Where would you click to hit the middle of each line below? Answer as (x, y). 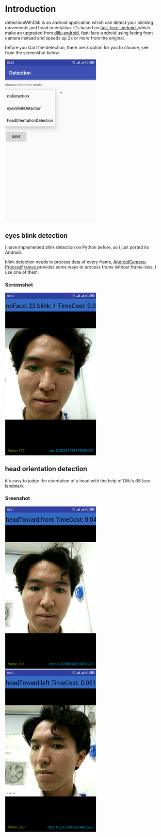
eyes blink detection (36, 236)
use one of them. (22, 272)
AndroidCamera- (130, 262)
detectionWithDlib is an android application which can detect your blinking (79, 22)
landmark (15, 486)
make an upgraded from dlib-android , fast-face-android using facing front (79, 33)
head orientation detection (46, 469)
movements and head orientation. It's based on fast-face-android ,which (78, 27)
